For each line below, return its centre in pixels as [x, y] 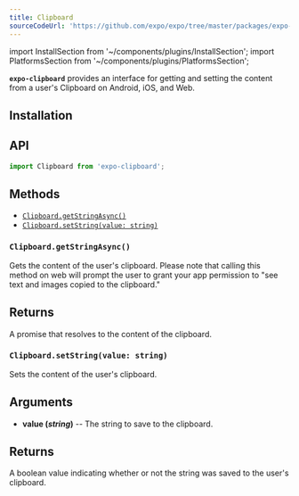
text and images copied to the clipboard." [85, 284]
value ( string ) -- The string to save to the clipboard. [117, 424]
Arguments [41, 402]
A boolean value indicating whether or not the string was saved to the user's [149, 473]
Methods [35, 194]
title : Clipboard [41, 17]
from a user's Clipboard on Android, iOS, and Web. [102, 87]
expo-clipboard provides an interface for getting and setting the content [141, 78]
